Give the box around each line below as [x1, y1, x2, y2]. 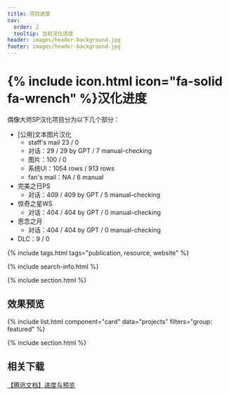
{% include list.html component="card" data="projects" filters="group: [7, 317, 212, 326]
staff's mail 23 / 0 [27, 138, 79, 147]
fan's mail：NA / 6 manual [27, 173, 104, 181]
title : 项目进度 [7, 10, 51, 18]
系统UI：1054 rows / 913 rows [27, 163, 115, 173]
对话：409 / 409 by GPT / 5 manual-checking [27, 190, 160, 199]
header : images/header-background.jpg [7, 37, 121, 44]
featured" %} [7, 325, 46, 333]
